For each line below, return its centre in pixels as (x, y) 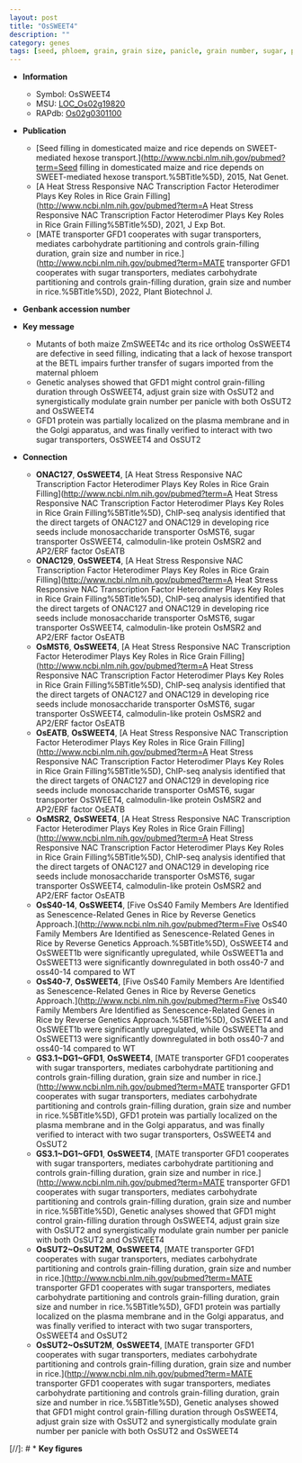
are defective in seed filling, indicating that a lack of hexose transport (164, 354)
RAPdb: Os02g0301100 (79, 113)
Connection (44, 457)
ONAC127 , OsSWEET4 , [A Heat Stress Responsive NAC (139, 474)
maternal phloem (67, 373)
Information (45, 77)
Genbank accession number (76, 309)
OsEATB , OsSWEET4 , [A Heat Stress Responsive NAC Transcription (162, 733)
